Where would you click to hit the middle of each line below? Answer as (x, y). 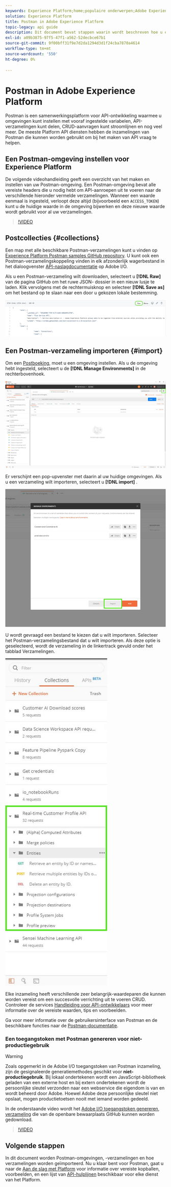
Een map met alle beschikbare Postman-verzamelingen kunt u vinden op (81, 250)
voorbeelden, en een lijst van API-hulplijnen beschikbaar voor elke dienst (82, 1174)
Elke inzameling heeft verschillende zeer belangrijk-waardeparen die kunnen (85, 994)
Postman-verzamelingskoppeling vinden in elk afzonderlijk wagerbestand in (85, 261)
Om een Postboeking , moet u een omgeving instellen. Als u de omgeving (81, 363)
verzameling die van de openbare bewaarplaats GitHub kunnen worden (80, 1114)
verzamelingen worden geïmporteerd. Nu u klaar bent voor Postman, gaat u (84, 1163)
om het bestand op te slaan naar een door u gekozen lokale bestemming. (82, 293)
